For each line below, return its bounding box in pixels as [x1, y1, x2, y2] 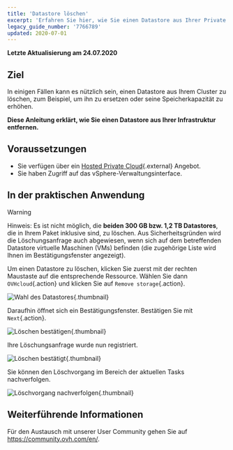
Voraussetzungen [7, 143, 87, 155]
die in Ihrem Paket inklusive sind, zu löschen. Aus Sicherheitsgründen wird [7, 228, 221, 237]
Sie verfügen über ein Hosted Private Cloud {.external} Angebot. [17, 162, 201, 170]
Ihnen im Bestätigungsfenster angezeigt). [7, 251, 126, 259]
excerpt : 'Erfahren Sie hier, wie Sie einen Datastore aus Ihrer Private [7, 17, 227, 24]
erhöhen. [7, 102, 33, 111]
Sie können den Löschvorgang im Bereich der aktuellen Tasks [7, 367, 185, 376]
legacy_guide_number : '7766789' [7, 23, 101, 30]
